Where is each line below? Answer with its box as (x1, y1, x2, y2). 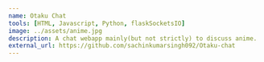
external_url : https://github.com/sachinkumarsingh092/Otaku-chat (8, 42, 236, 50)
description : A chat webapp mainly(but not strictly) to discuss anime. (8, 34, 258, 43)
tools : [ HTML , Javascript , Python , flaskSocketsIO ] (8, 19, 185, 27)
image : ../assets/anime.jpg (8, 27, 103, 35)
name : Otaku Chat (8, 11, 67, 20)
